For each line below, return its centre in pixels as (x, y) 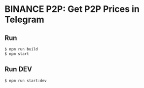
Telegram (24, 20)
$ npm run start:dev (26, 81)
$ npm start (17, 54)
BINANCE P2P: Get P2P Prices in (72, 9)
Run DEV (18, 69)
